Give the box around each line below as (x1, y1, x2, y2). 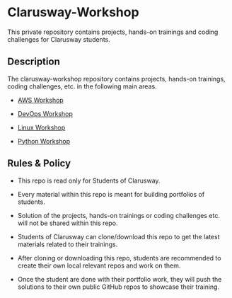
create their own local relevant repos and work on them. (17, 261, 181, 270)
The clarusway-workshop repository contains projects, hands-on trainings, (7, 74, 226, 83)
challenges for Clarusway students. (7, 35, 111, 43)
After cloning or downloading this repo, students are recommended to (17, 253, 221, 262)
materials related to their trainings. (17, 240, 118, 248)
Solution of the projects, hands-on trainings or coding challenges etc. (17, 211, 221, 219)
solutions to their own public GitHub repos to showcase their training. (17, 282, 220, 291)
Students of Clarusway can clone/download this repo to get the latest (17, 232, 220, 241)
